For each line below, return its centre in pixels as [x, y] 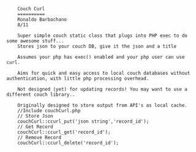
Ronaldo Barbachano [42, 20]
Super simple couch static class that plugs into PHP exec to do [103, 36]
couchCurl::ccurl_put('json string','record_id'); [83, 121]
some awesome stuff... [35, 41]
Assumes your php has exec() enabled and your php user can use [101, 57]
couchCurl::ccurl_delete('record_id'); [68, 143]
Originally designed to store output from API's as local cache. [103, 105]
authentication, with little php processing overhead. [78, 78]
